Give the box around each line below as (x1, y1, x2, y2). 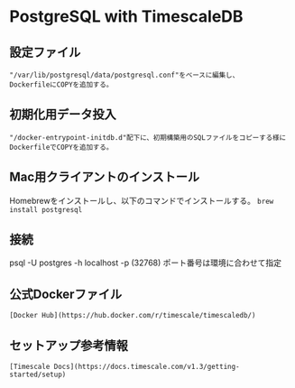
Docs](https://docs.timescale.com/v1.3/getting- (53, 363, 241, 372)
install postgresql (9, 205, 83, 214)
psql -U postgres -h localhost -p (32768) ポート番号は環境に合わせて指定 (9, 257, 282, 268)
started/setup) (9, 370, 67, 380)
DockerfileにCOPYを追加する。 (9, 80, 114, 89)
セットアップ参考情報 (9, 337, 128, 353)
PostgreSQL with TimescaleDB (9, 6, 244, 27)
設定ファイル (9, 44, 81, 60)
